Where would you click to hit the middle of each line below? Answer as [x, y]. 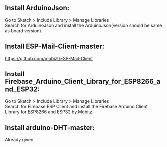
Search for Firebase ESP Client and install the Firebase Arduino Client [77, 107]
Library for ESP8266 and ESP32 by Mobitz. [49, 112]
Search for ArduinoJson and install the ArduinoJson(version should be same [83, 25]
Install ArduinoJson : [37, 8]
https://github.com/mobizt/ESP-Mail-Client [49, 58]
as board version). [24, 31]
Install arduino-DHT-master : [50, 127]
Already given [19, 140]
